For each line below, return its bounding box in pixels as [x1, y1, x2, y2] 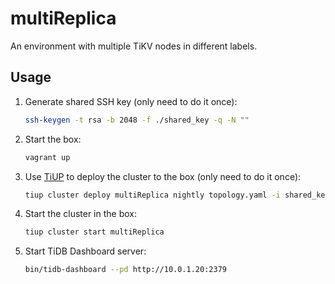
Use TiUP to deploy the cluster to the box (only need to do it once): [24, 170, 302, 182]
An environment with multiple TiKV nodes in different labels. [10, 40, 258, 52]
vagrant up [24, 152, 71, 162]
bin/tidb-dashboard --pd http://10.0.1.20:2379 [24, 265, 227, 275]
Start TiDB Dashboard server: [24, 245, 147, 257]
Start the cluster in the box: [24, 208, 138, 220]
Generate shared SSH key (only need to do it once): [24, 95, 238, 107]
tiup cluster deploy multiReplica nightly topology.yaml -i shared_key [24, 190, 330, 200]
